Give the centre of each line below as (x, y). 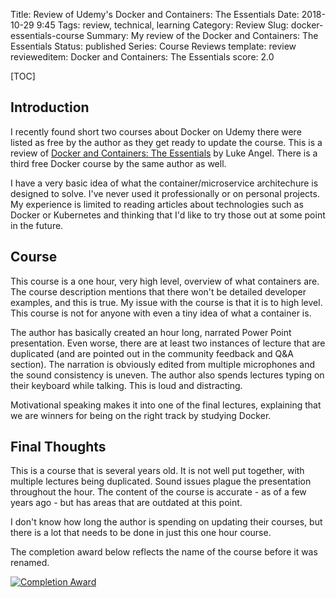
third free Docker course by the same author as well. (118, 163)
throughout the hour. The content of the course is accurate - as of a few (158, 492)
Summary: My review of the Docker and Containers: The (202, 35)
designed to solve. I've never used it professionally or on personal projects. (165, 193)
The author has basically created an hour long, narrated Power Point (151, 332)
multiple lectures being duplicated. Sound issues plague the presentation (161, 481)
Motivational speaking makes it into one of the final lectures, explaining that (166, 405)
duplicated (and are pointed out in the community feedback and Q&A (152, 353)
